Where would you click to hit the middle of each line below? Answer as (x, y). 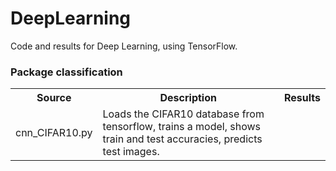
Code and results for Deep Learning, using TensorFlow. (124, 46)
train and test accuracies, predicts (182, 139)
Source (54, 98)
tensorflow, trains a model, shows (182, 127)
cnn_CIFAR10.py (54, 133)
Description (188, 98)
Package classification (66, 72)
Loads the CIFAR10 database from (183, 114)
